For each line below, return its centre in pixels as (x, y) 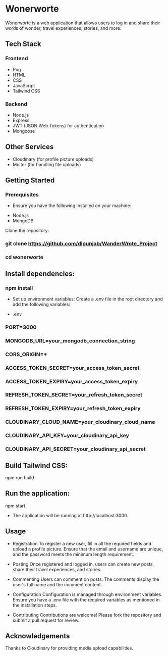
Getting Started (30, 181)
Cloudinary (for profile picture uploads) (53, 159)
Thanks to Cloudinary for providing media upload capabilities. (69, 648)
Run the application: (38, 494)
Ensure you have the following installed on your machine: (72, 206)
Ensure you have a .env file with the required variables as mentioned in (86, 599)
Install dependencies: (40, 273)
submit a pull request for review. (46, 620)
